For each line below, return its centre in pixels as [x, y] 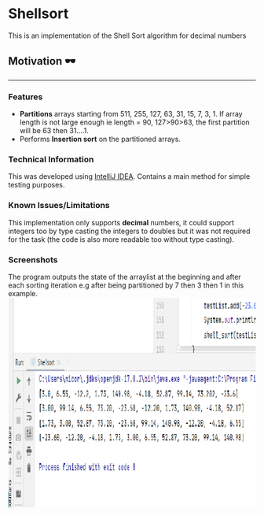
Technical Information [51, 159]
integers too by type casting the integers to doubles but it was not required [129, 231]
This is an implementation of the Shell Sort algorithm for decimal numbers [127, 35]
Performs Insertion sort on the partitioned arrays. [100, 139]
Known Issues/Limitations [59, 206]
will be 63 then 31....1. [54, 131]
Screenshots [33, 259]
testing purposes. [37, 185]
